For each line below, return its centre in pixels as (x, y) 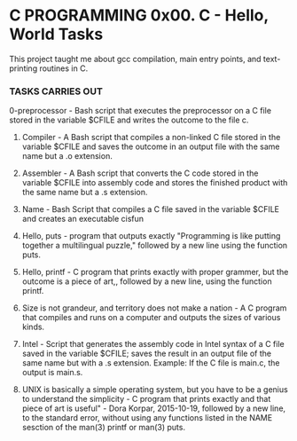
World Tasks (56, 34)
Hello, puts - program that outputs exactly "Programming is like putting (151, 236)
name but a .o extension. (67, 156)
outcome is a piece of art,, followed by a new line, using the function (147, 281)
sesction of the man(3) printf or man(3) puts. (104, 428)
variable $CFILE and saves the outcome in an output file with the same (151, 146)
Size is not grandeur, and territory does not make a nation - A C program (154, 308)
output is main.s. (52, 373)
